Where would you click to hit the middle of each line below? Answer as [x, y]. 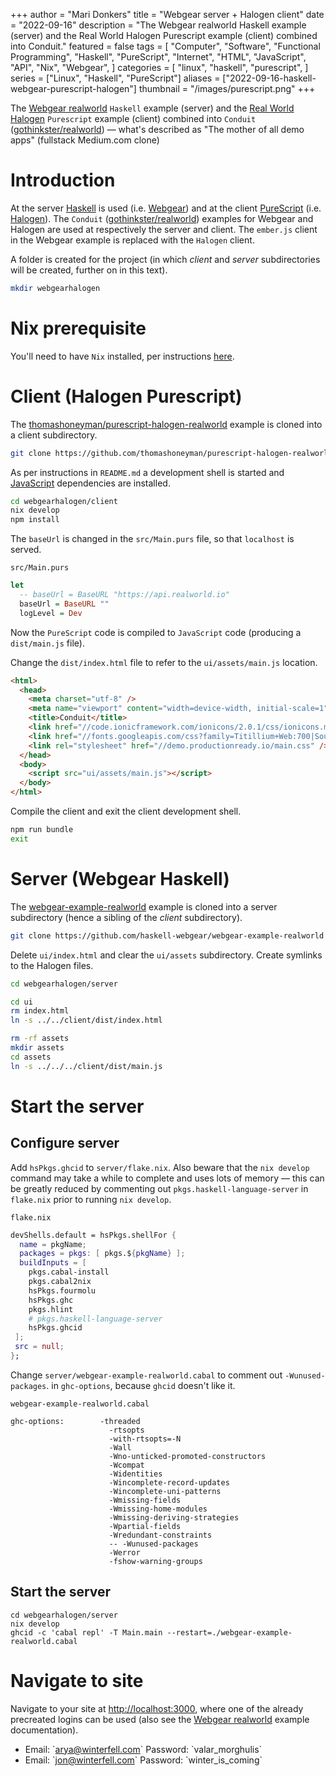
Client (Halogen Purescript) [126, 396]
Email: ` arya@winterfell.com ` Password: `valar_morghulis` [143, 1749]
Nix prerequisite [78, 328]
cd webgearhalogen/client [64, 501]
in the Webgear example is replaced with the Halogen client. [132, 240]
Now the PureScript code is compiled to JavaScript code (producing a [156, 632]
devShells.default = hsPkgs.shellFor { [93, 1235]
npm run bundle [42, 830]
